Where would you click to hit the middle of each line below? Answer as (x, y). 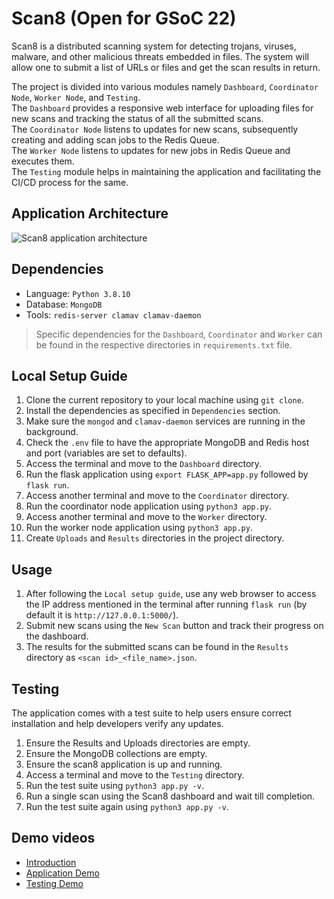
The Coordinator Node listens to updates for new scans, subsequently (155, 129)
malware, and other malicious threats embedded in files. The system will (160, 56)
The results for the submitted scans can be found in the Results (157, 647)
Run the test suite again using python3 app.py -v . (127, 806)
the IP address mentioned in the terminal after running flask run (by (166, 604)
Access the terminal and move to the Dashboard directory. (144, 464)
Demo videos (53, 838)
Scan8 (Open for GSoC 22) (124, 18)
